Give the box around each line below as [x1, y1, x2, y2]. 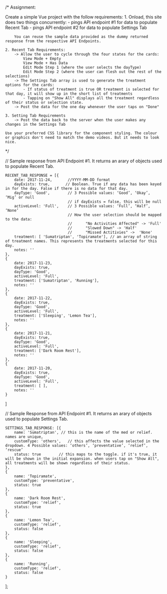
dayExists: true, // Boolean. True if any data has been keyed [14, 182, 162, 187]
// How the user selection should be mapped [67, 212, 162, 217]
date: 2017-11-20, [14, 366, 52, 371]
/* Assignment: [5, 5, 36, 10]
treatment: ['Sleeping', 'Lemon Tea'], [14, 313, 97, 318]
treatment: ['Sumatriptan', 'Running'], [14, 278, 99, 283]
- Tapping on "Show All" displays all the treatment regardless [23, 96, 160, 101]
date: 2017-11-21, [14, 331, 52, 336]
